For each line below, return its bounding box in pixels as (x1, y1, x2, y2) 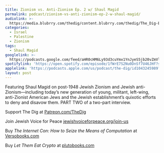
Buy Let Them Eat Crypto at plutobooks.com (5, 142, 95, 148)
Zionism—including (5, 89, 44, 95)
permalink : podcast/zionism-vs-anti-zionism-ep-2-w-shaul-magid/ (5, 12, 141, 17)
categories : (5, 25, 29, 30)
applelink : (5, 66, 27, 71)
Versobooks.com (5, 133, 40, 139)
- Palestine (9, 35, 34, 39)
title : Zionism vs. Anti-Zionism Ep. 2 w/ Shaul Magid (5, 7, 119, 12)
